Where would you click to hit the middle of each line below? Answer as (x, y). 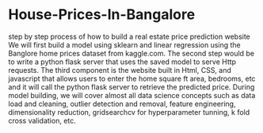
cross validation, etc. (42, 120)
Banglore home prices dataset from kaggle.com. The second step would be (131, 53)
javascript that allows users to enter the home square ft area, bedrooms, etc (132, 78)
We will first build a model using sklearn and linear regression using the (125, 44)
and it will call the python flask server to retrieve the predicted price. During (131, 87)
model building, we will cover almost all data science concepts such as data (132, 95)
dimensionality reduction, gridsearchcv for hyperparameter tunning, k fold (129, 112)
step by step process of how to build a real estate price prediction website (130, 36)
